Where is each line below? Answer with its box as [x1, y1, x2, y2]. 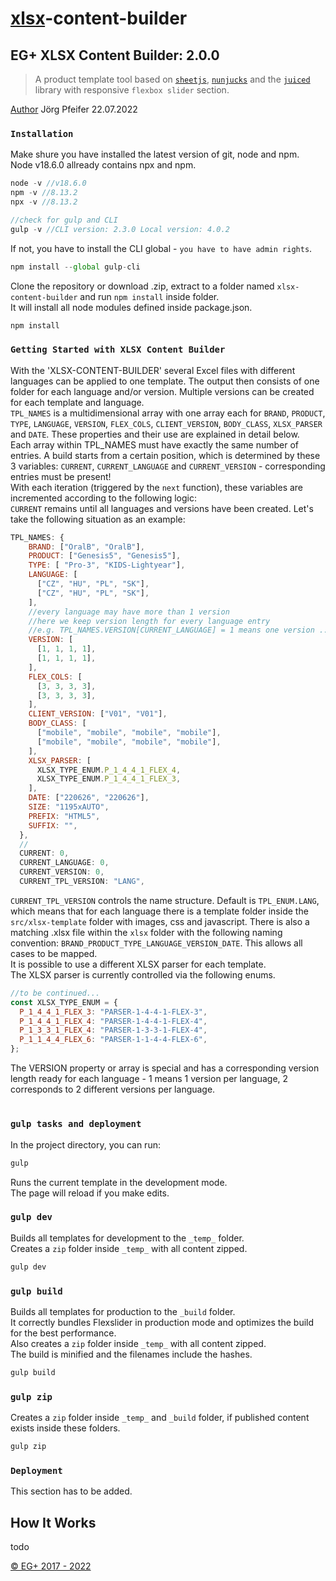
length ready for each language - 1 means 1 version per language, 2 [10, 1073, 289, 1085]
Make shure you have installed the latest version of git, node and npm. [10, 148, 300, 161]
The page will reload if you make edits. [10, 1187, 170, 1199]
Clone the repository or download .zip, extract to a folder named [10, 280, 275, 292]
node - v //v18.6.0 [10, 178, 87, 189]
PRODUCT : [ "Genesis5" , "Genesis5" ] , [28, 551, 182, 561]
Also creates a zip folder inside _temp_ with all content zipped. [10, 1338, 267, 1349]
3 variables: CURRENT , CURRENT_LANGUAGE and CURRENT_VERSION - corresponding [10, 460, 326, 472]
